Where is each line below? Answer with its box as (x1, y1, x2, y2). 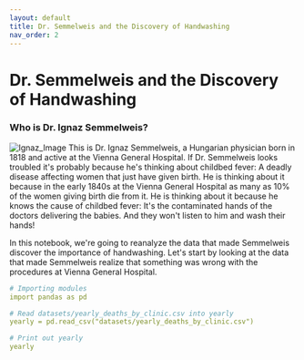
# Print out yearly (9, 334, 84, 343)
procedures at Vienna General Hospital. (9, 266, 157, 277)
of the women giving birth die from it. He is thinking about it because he (9, 190, 279, 201)
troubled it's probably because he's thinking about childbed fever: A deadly (9, 161, 292, 172)
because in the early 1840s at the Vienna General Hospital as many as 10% (9, 180, 290, 191)
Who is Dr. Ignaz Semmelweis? (9, 121, 148, 134)
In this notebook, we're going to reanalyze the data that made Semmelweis (9, 237, 289, 248)
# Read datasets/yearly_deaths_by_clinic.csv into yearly (9, 309, 234, 318)
